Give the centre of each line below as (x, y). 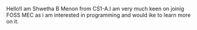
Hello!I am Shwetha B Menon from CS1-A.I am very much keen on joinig (95, 9)
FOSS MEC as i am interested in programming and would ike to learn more (98, 15)
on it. (13, 21)
